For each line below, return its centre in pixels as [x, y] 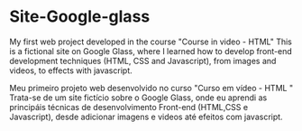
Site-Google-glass [80, 17]
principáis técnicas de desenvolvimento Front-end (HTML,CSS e [129, 107]
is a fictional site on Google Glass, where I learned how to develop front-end [151, 51]
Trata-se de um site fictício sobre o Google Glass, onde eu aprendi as [138, 98]
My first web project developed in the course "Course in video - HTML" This [151, 42]
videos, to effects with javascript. [71, 70]
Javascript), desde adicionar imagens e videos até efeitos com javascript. [146, 117]
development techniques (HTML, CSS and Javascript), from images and [143, 61]
